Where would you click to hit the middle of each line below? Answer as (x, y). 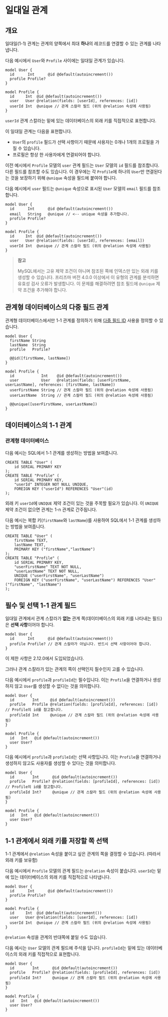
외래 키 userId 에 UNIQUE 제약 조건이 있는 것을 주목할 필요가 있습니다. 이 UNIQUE (82, 503)
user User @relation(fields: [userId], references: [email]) (77, 241)
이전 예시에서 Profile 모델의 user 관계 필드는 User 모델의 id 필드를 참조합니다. (82, 165)
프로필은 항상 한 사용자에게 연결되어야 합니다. (57, 155)
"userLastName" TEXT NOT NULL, (47, 571)
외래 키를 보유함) (22, 860)
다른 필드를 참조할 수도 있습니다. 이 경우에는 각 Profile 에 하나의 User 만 (75, 171)
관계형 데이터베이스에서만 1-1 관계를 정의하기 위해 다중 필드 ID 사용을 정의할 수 (82, 320)
